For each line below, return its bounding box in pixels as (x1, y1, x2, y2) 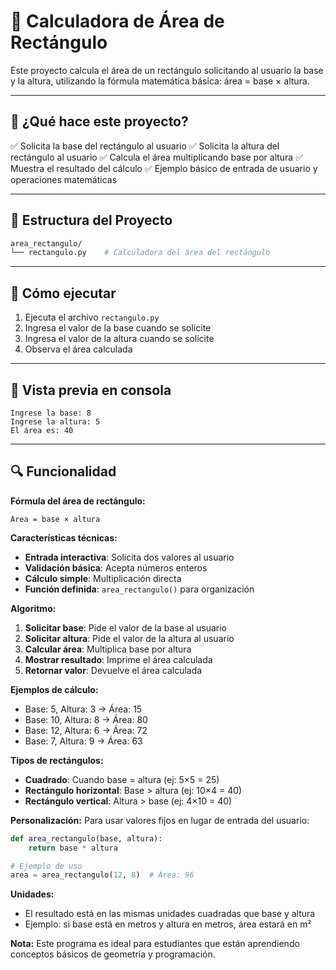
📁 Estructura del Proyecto (10, 212, 173, 229)
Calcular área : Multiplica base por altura (24, 643, 192, 655)
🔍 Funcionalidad (10, 463, 117, 480)
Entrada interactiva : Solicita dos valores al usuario (24, 551, 235, 563)
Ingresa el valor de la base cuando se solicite (24, 322, 212, 334)
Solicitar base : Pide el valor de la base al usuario (24, 621, 228, 634)
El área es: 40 (10, 425, 74, 435)
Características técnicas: (10, 531, 118, 544)
